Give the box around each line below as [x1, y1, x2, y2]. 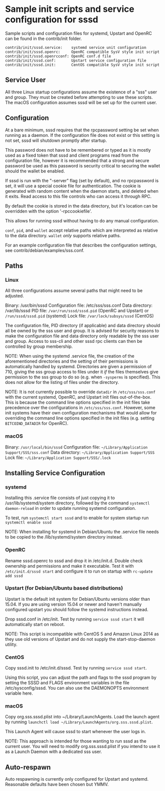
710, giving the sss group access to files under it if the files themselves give [5, 369, 159, 375]
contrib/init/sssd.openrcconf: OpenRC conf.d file [5, 53, 111, 59]
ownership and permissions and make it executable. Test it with [5, 563, 134, 569]
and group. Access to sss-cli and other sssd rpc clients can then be [5, 338, 143, 344]
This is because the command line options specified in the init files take [5, 399, 150, 406]
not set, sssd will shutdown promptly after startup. [5, 137, 107, 143]
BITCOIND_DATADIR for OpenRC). [5, 420, 68, 426]
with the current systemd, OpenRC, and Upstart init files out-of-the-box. [5, 394, 152, 400]
